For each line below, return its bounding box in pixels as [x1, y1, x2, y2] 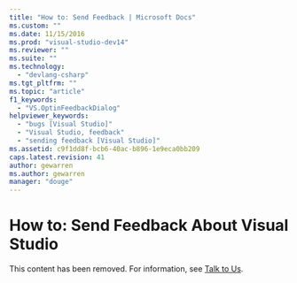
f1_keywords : [9, 95, 58, 104]
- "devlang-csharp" [17, 71, 90, 80]
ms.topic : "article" [9, 87, 86, 96]
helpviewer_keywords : [9, 111, 90, 120]
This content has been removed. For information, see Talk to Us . [9, 264, 244, 274]
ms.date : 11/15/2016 [9, 29, 86, 38]
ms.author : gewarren [9, 169, 86, 178]
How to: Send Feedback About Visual [9, 216, 289, 235]
